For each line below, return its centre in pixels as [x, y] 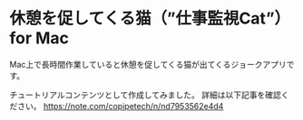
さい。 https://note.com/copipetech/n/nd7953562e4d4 [120, 106]
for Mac [39, 38]
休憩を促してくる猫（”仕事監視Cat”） [150, 18]
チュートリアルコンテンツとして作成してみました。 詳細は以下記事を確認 [145, 95]
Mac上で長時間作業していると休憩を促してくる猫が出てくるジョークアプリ [148, 64]
